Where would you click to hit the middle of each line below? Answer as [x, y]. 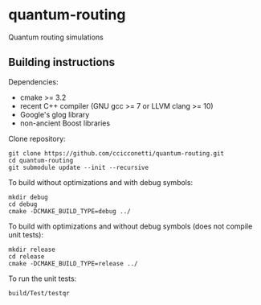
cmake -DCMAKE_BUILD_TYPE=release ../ [73, 263]
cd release [27, 256]
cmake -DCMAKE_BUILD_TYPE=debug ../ [69, 211]
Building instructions [61, 62]
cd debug [23, 204]
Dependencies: [33, 81]
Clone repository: [37, 138]
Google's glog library [55, 114]
